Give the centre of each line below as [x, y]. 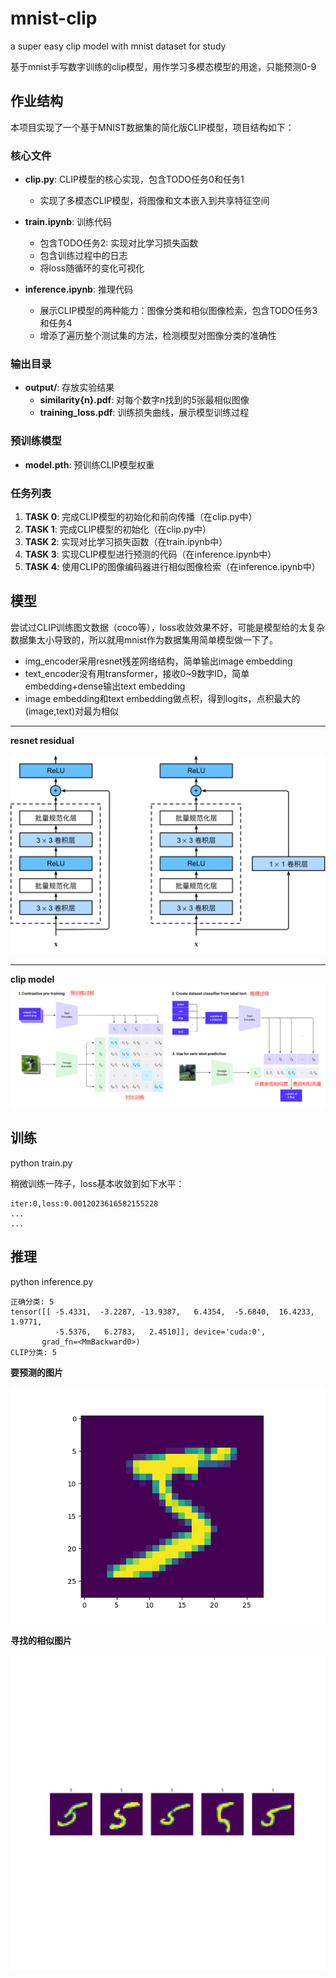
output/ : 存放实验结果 [69, 388]
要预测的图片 [36, 1372]
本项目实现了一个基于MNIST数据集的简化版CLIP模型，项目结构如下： [152, 127]
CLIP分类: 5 [33, 1352]
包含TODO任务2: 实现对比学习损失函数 [119, 243]
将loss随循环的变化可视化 [92, 268]
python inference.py [52, 1281]
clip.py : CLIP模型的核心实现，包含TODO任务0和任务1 [134, 179]
